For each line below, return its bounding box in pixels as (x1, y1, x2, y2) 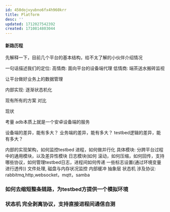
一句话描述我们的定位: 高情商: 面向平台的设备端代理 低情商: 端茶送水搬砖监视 (5, 65, 165, 71)
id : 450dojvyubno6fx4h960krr (5, 7, 67, 13)
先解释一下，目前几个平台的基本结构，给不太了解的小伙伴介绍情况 (5, 55, 143, 61)
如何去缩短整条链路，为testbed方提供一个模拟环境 (5, 186, 129, 193)
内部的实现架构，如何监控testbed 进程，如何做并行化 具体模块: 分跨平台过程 (5, 147, 163, 153)
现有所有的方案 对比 (5, 97, 47, 103)
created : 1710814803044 (5, 26, 56, 31)
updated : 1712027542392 (5, 21, 56, 27)
